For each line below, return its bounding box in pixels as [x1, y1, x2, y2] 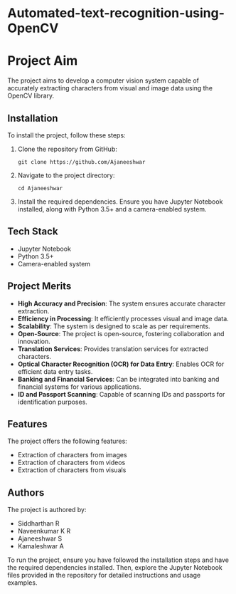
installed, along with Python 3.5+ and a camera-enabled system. [17, 204, 207, 213]
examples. [7, 578, 38, 587]
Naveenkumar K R [17, 527, 71, 536]
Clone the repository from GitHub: [17, 145, 117, 153]
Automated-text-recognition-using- [7, 5, 225, 21]
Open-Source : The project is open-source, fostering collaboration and [17, 329, 225, 338]
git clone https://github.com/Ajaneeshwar [17, 158, 146, 165]
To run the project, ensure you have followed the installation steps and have [7, 556, 230, 564]
